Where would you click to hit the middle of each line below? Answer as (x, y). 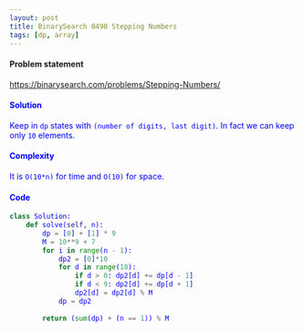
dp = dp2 (75, 301)
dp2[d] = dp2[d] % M (114, 293)
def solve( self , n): (65, 225)
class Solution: (40, 217)
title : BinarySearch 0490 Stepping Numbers (94, 26)
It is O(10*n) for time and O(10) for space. (87, 176)
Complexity (32, 156)
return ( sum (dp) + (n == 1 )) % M (106, 318)
